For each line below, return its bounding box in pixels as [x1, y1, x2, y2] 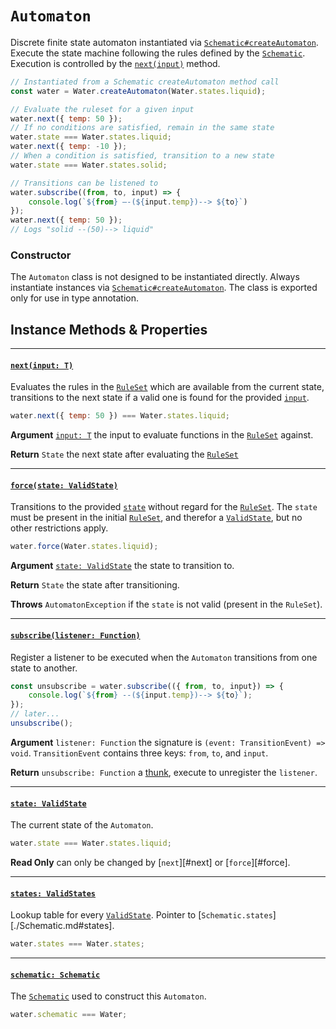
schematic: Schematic [10, 970, 101, 980]
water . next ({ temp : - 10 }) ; [10, 142, 128, 152]
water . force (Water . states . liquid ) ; [10, 542, 159, 552]
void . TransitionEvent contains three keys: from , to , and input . [10, 747, 269, 759]
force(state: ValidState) [10, 480, 118, 491]
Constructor [10, 248, 72, 262]
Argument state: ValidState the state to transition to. [10, 560, 235, 572]
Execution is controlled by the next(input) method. [10, 57, 221, 69]
